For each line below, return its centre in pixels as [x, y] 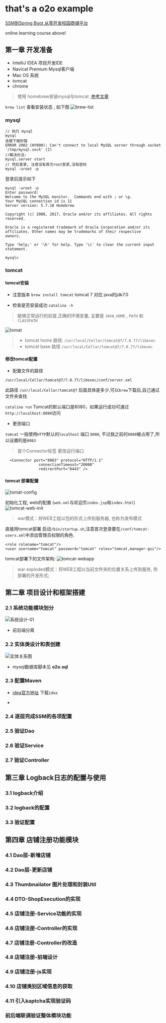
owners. [13, 236]
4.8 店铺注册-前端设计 [32, 957]
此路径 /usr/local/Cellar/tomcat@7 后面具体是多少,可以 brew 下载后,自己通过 [83, 390]
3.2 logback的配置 [27, 807]
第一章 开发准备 [29, 50]
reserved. [15, 219]
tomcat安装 [17, 283]
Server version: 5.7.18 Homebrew [40, 206]
